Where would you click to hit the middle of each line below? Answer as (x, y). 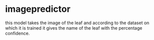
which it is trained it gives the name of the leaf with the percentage (74, 28)
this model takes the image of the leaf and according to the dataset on (77, 23)
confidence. (17, 33)
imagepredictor (38, 9)
